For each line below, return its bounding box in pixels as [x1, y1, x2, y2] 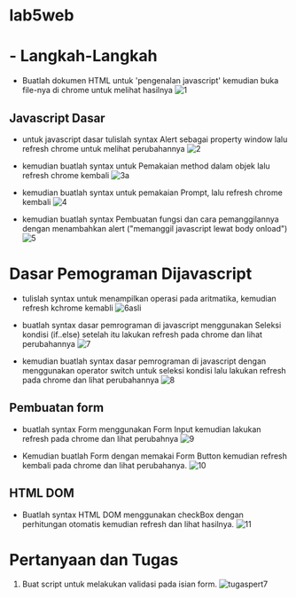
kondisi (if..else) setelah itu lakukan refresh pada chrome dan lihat [21, 329, 263, 340]
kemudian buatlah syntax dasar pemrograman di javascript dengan [21, 356, 267, 366]
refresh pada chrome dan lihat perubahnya [21, 433, 179, 444]
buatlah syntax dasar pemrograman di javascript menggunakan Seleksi [21, 319, 282, 330]
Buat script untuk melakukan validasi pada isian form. [21, 578, 218, 590]
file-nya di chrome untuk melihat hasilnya [21, 85, 173, 96]
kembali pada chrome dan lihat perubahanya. [21, 460, 188, 470]
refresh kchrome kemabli [21, 303, 113, 313]
